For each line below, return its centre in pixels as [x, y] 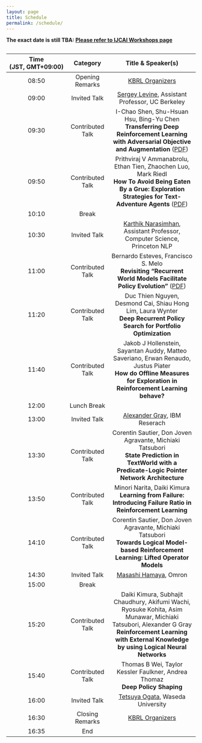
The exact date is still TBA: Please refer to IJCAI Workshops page [89, 40]
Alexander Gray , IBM [152, 416]
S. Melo [152, 264]
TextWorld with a [152, 463]
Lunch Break [87, 405]
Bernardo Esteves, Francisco [152, 256]
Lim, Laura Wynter [152, 311]
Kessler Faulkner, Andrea [152, 672]
